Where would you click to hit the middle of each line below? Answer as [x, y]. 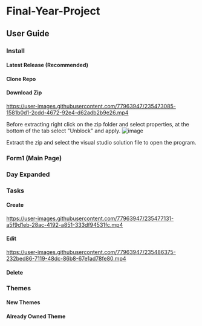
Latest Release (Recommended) [47, 65]
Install [16, 51]
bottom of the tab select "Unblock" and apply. [64, 131]
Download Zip [24, 93]
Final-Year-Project [53, 11]
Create [15, 205]
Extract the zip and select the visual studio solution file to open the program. [101, 142]
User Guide [28, 34]
